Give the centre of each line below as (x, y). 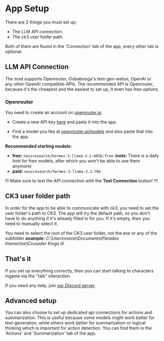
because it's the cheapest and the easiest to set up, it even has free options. (82, 89)
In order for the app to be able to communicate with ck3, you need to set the (82, 208)
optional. (14, 51)
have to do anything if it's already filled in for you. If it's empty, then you (78, 218)
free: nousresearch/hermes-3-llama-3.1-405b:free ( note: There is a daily (85, 156)
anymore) (22, 166)
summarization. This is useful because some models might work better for (80, 318)
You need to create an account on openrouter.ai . (54, 113)
